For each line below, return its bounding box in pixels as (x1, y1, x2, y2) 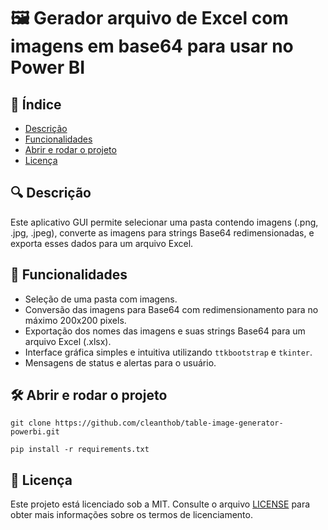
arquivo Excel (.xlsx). (24, 335, 112, 347)
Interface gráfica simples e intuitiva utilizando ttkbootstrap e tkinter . (24, 346, 313, 358)
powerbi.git (10, 427, 60, 437)
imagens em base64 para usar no (10, 35, 294, 58)
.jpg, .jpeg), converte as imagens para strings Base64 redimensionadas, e (10, 226, 315, 239)
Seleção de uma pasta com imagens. (24, 293, 178, 305)
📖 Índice (10, 96, 62, 113)
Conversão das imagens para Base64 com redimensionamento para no (24, 303, 319, 315)
